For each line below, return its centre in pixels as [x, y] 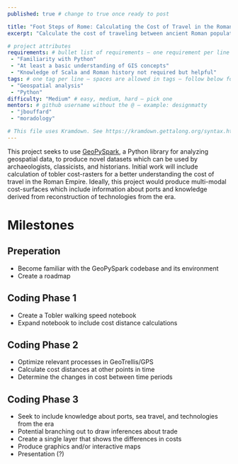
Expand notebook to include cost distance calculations [97, 322]
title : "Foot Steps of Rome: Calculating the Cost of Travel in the [110, 27]
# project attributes [39, 46]
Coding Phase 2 [43, 345]
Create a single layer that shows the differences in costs [100, 439]
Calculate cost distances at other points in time [86, 370]
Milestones [41, 225]
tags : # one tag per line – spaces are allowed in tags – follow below [115, 79]
